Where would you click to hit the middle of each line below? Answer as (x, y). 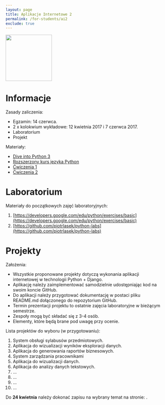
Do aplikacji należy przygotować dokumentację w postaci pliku (77, 295)
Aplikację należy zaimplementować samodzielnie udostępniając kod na (85, 285)
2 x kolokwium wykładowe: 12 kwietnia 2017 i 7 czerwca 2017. (75, 127)
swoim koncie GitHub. (35, 290)
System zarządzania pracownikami (48, 356)
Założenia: (16, 265)
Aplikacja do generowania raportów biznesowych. (64, 351)
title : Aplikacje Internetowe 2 (39, 14)
